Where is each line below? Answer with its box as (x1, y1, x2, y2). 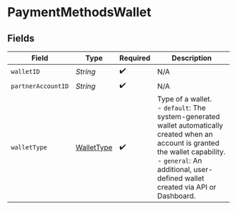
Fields (7, 32, 35, 44)
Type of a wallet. (157, 94, 212, 104)
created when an (157, 130, 214, 139)
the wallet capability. (157, 147, 226, 156)
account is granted (157, 138, 220, 148)
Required (119, 54, 151, 63)
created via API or (157, 183, 217, 192)
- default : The (157, 103, 206, 113)
